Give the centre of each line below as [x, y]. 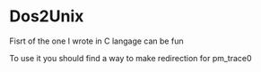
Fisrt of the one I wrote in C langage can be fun [96, 41]
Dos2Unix [47, 16]
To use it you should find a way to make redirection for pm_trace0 [131, 58]
